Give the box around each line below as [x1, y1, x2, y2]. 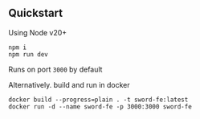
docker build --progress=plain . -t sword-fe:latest [8, 96, 189, 104]
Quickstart [8, 6, 63, 20]
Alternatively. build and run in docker [8, 80, 130, 89]
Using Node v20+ [8, 27, 67, 37]
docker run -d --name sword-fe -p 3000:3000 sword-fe [8, 102, 193, 111]
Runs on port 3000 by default [8, 64, 103, 74]
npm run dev [8, 50, 48, 59]
